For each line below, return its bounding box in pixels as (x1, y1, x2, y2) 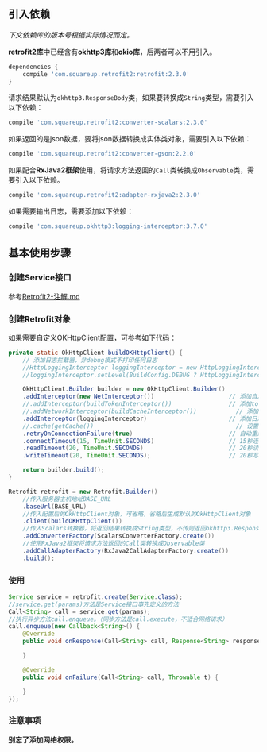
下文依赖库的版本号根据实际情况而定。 (8, 30, 133, 40)
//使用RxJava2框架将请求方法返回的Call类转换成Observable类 (22, 539, 205, 548)
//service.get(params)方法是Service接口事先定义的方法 (8, 600, 180, 608)
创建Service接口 (8, 272, 72, 283)
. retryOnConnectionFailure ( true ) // (22, 430, 237, 438)
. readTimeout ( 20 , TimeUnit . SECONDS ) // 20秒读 (22, 444, 259, 453)
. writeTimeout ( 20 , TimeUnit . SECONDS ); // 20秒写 (22, 452, 259, 460)
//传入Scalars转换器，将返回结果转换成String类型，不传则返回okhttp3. (22, 525, 234, 533)
